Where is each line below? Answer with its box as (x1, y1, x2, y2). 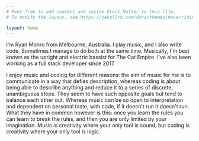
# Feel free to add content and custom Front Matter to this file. (6, 8, 176, 15)
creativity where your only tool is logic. (6, 128, 101, 135)
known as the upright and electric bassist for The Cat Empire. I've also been (6, 54, 191, 61)
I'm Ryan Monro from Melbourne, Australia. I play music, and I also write (6, 41, 182, 48)
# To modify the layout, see (6, 14, 78, 20)
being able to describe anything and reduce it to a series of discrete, (6, 84, 174, 91)
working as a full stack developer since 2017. (6, 60, 115, 67)
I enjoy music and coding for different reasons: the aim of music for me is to (6, 72, 191, 79)
